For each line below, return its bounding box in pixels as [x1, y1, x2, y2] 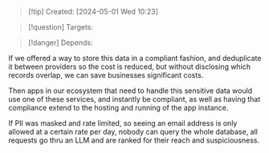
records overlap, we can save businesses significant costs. [8, 70, 204, 79]
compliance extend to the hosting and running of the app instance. [8, 103, 229, 112]
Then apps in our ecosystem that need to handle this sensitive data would [8, 86, 253, 95]
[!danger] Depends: [27, 38, 93, 47]
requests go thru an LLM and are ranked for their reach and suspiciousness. [8, 135, 259, 145]
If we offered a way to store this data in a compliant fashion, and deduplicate [8, 54, 262, 62]
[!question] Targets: [27, 22, 94, 31]
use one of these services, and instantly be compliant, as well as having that [8, 95, 261, 103]
